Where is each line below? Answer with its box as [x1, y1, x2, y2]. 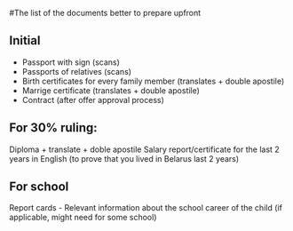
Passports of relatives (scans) [21, 66, 131, 76]
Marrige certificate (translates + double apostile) [21, 84, 200, 96]
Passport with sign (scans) [21, 57, 120, 68]
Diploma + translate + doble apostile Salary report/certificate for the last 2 [9, 144, 280, 155]
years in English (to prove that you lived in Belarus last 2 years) [9, 153, 240, 163]
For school [9, 179, 69, 195]
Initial [9, 33, 41, 48]
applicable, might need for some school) [9, 212, 157, 223]
